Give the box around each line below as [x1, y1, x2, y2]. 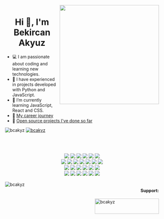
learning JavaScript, [12, 102, 53, 108]
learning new [12, 66, 39, 72]
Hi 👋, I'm [15, 17, 49, 28]
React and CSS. [12, 107, 44, 113]
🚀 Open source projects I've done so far [12, 118, 93, 123]
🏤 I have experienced [12, 76, 55, 82]
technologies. [12, 71, 40, 77]
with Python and [12, 86, 45, 92]
